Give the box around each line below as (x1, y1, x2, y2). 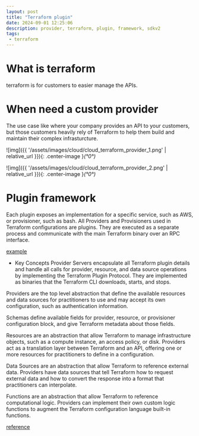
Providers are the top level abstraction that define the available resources (6, 290, 186, 297)
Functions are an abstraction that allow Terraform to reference (6, 393, 159, 400)
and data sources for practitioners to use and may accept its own (6, 296, 166, 303)
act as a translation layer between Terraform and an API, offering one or (6, 344, 182, 352)
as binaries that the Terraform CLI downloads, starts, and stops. (14, 278, 171, 286)
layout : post (6, 8, 39, 15)
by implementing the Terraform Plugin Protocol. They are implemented (14, 272, 188, 279)
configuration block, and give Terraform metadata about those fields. (6, 320, 175, 327)
